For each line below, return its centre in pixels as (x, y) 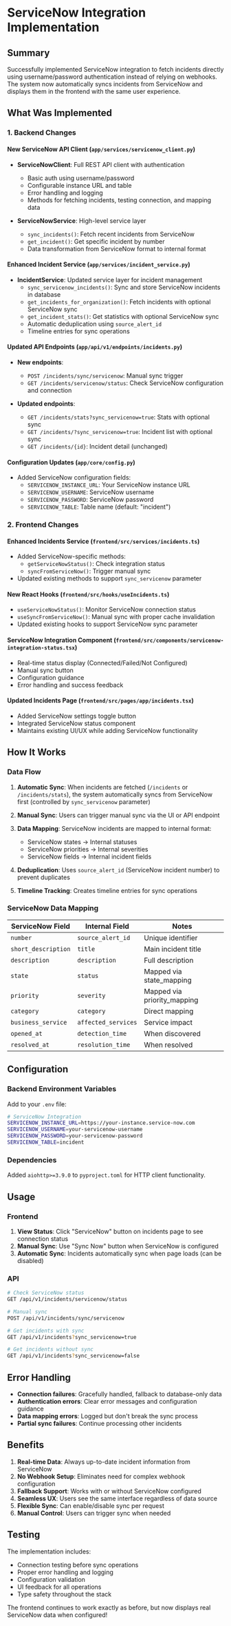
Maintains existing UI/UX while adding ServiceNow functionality (107, 730)
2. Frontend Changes (43, 525)
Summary (29, 53)
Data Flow (24, 772)
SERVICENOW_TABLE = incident (46, 1143)
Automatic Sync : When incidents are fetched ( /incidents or (102, 787)
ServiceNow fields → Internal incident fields (89, 856)
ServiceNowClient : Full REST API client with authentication (101, 164)
